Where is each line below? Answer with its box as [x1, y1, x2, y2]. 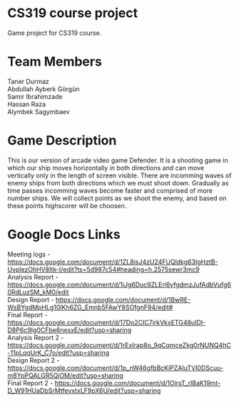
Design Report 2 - [7, 356, 60, 364]
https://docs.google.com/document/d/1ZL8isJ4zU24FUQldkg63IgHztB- [7, 257, 219, 266]
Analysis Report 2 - [7, 333, 64, 341]
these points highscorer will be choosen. [7, 201, 127, 210]
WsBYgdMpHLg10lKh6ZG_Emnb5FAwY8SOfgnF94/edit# [7, 303, 173, 311]
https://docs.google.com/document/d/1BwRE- [56, 295, 191, 304]
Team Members [7, 53, 102, 70]
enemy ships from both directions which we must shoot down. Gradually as [7, 178, 229, 187]
